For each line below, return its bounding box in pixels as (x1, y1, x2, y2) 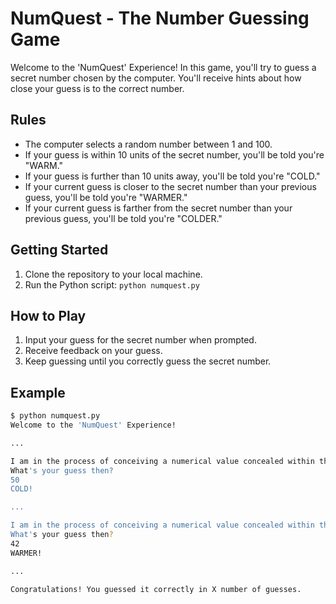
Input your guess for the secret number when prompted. (24, 334, 257, 346)
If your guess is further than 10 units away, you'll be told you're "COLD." (24, 170, 321, 182)
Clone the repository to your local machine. (24, 268, 203, 280)
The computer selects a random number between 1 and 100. (24, 138, 273, 150)
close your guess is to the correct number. (10, 82, 185, 94)
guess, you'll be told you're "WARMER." (24, 191, 188, 203)
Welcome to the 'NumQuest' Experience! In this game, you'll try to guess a (10, 61, 317, 73)
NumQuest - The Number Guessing (10, 7, 310, 30)
